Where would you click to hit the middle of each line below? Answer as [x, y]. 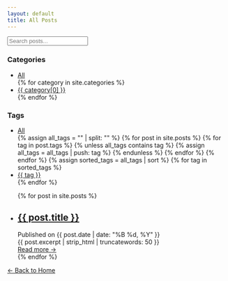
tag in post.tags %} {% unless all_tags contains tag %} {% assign [111, 145]
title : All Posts [32, 20]
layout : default [31, 14]
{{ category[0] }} [41, 90]
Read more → [37, 249]
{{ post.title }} [48, 218]
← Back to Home [31, 270]
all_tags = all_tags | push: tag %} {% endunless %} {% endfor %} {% [116, 153]
